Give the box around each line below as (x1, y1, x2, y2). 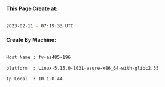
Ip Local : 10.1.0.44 (6, 76, 63, 82)
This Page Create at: (6, 5, 58, 12)
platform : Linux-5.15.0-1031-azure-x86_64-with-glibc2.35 (6, 66, 160, 72)
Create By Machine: (6, 36, 57, 43)
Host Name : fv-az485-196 (6, 54, 71, 61)
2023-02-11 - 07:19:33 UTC (6, 23, 74, 29)
